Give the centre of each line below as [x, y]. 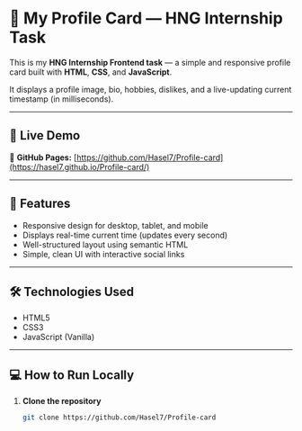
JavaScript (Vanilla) [58, 337]
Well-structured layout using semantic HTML [105, 244]
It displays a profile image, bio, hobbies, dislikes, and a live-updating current [151, 89]
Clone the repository [62, 401]
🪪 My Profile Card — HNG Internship [146, 18]
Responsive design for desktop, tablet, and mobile [115, 225]
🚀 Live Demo [45, 135]
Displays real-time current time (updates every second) [125, 235]
